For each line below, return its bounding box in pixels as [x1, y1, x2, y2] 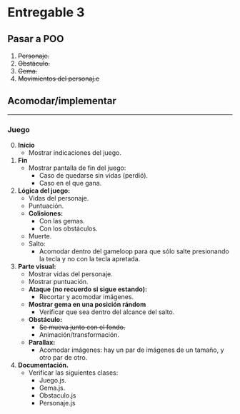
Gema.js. [39, 383, 66, 393]
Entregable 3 [7, 4, 85, 21]
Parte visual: [17, 262, 56, 271]
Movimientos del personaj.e [17, 74, 100, 83]
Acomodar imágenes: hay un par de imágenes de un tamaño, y [39, 345, 224, 354]
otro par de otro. [39, 353, 88, 362]
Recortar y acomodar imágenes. [39, 293, 134, 301]
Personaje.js [39, 399, 76, 408]
